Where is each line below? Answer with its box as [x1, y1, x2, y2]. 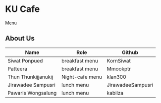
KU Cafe [5, 3, 40, 15]
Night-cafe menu [61, 73, 103, 80]
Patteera [7, 65, 28, 72]
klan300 [107, 73, 126, 80]
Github [122, 49, 139, 55]
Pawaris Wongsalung [7, 89, 57, 96]
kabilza [107, 89, 124, 96]
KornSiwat [107, 57, 131, 64]
